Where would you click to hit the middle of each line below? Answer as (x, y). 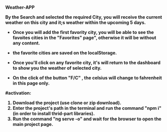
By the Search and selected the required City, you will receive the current (84, 17)
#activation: (18, 93)
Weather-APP (20, 7)
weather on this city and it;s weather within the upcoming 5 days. (76, 23)
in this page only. (31, 83)
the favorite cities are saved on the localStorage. (65, 53)
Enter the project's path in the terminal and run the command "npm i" (87, 108)
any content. (26, 43)
